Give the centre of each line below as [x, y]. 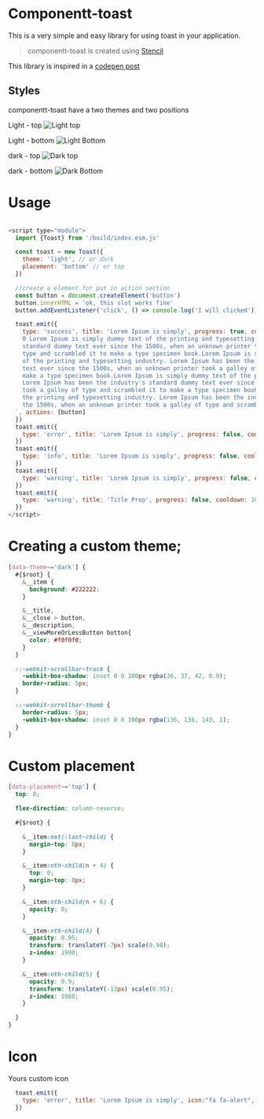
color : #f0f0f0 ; [55, 640]
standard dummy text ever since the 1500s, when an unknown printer [137, 346]
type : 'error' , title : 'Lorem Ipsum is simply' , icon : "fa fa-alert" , [139, 1100]
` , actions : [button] [51, 412]
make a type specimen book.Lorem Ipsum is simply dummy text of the [137, 376]
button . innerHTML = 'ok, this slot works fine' [95, 303]
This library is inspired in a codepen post [74, 66]
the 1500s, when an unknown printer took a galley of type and [128, 405]
